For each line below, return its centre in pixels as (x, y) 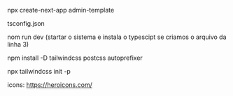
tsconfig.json (26, 23)
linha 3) (18, 44)
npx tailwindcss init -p (39, 71)
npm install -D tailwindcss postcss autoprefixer (75, 58)
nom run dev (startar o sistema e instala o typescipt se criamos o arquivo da (117, 37)
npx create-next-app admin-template (61, 10)
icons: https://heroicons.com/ (50, 85)
